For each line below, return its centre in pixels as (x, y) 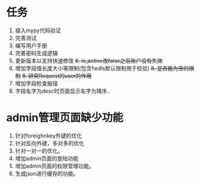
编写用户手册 (31, 45)
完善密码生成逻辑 (36, 53)
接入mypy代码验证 (38, 30)
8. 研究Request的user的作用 (57, 76)
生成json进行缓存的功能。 (47, 173)
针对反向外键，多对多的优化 (50, 143)
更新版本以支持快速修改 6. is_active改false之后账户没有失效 (89, 61)
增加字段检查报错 (36, 83)
